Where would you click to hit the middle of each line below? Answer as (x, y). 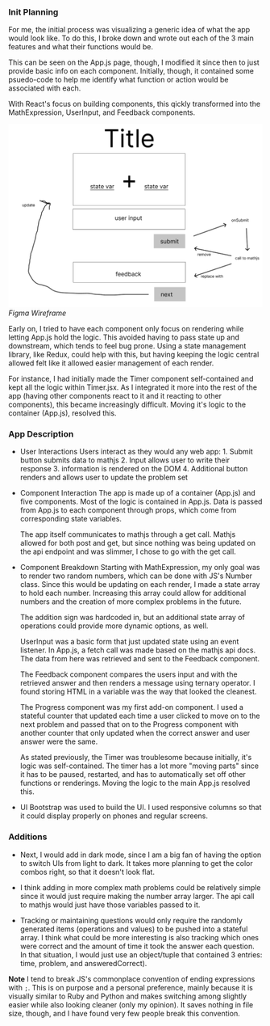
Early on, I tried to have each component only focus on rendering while (126, 329)
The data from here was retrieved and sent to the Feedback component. (140, 659)
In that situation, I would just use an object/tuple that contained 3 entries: (141, 954)
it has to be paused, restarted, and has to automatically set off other (133, 775)
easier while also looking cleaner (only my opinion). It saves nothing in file (131, 1004)
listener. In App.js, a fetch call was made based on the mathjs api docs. (138, 650)
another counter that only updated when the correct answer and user (135, 733)
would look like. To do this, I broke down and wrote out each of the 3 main (131, 38)
